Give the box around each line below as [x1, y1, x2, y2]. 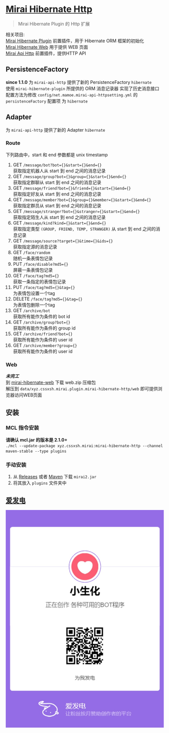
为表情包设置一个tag [13, 290, 55, 296]
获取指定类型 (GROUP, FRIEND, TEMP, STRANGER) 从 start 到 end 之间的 [13, 226, 156, 232]
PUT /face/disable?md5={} [13, 261, 69, 267]
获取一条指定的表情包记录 [13, 278, 66, 284]
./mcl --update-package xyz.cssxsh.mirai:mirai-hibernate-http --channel [6, 443, 163, 448]
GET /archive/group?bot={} [13, 319, 71, 325]
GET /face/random [13, 249, 51, 255]
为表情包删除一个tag [13, 301, 55, 307]
